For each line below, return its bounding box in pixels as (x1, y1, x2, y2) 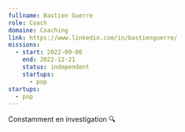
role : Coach (8, 19, 47, 27)
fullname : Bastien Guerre (8, 11, 93, 20)
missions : (8, 41, 41, 49)
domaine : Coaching (8, 26, 68, 34)
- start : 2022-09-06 (15, 48, 83, 56)
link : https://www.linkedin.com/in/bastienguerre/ (8, 33, 178, 42)
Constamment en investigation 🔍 (8, 115, 116, 124)
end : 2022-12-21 (22, 56, 76, 64)
